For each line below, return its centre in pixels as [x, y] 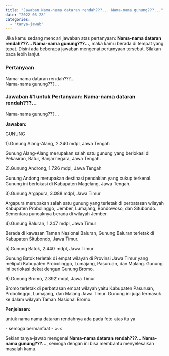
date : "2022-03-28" [26, 15]
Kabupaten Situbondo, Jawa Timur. [42, 239]
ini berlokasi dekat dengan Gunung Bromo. [50, 269]
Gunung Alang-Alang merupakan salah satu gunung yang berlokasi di [77, 153]
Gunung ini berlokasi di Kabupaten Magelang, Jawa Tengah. [68, 183]
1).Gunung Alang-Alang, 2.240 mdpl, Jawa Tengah [58, 143]
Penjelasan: [18, 309]
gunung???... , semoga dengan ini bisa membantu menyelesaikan [87, 343]
